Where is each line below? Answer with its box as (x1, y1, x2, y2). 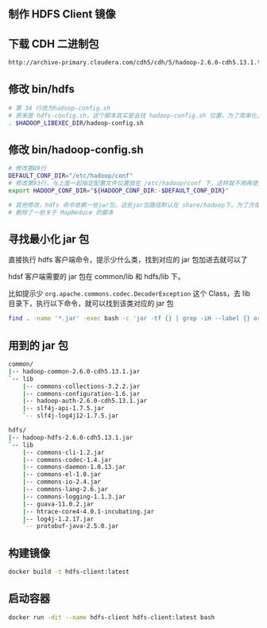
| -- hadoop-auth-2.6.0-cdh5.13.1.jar (22, 397, 148, 405)
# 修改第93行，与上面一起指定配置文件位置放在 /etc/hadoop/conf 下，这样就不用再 (8, 180, 253, 188)
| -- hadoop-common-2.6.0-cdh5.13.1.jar (8, 367, 141, 375)
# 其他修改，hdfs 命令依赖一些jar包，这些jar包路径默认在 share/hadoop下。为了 (8, 201, 249, 209)
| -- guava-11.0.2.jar (22, 500, 94, 508)
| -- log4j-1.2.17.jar (22, 515, 94, 523)
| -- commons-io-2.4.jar (22, 478, 102, 487)
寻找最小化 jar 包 (8, 232, 90, 246)
